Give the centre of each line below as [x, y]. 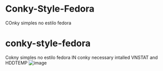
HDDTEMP [17, 63]
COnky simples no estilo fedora [38, 23]
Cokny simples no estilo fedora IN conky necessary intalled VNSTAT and [82, 57]
